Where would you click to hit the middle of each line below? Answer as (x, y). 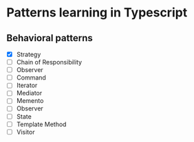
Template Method (41, 124)
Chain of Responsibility (49, 62)
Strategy (29, 54)
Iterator (27, 85)
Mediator (29, 93)
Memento (30, 101)
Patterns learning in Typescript (97, 13)
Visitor (25, 132)
